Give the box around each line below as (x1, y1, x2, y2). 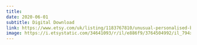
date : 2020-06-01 (6, 14, 49, 20)
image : (6, 30, 22, 36)
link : (6, 25, 19, 31)
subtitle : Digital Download (6, 19, 75, 25)
